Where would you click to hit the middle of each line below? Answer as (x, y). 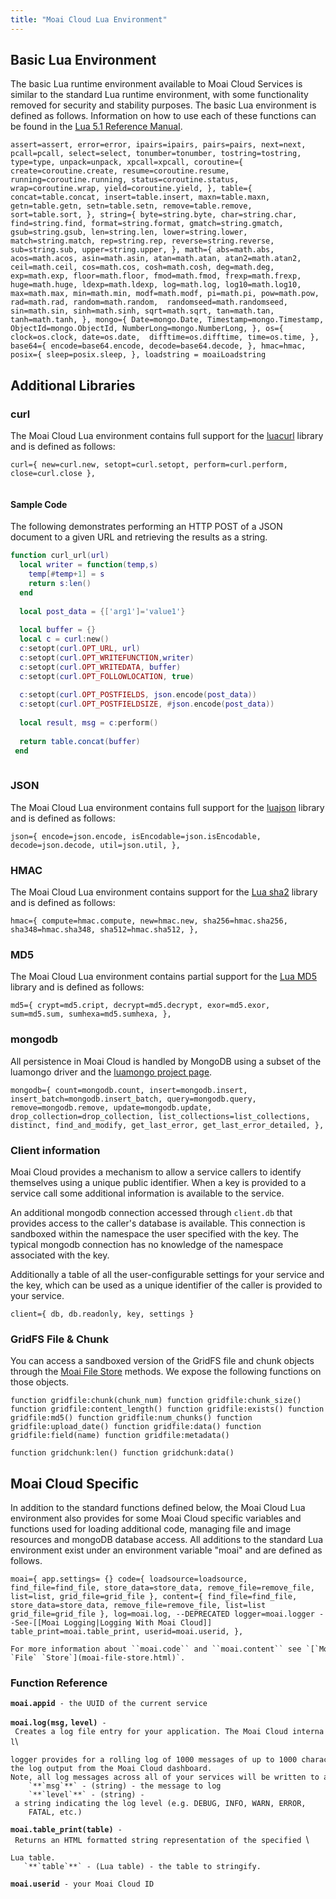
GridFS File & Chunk (60, 1339)
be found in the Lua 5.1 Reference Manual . (96, 127)
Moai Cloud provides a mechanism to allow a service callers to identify (156, 1172)
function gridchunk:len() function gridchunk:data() (122, 1453)
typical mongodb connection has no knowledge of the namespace (147, 1244)
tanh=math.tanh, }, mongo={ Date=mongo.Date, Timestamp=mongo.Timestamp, (167, 320)
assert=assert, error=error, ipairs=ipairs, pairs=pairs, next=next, (158, 145)
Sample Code (39, 504)
